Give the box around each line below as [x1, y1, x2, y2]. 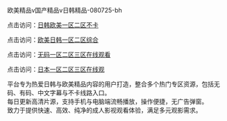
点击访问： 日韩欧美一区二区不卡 [7, 21, 99, 29]
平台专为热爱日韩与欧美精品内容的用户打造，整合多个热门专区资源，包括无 [7, 80, 220, 88]
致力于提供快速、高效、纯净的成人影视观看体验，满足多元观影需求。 [7, 106, 202, 114]
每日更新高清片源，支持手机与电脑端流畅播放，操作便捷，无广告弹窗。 [7, 97, 208, 106]
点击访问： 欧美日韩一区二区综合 [7, 35, 99, 44]
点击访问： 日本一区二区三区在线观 [7, 65, 105, 73]
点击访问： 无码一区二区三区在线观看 [7, 51, 111, 58]
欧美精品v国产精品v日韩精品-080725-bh [7, 6, 123, 14]
